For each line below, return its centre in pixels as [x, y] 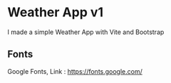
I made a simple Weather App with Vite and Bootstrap [86, 32]
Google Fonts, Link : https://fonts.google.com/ [75, 71]
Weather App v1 [56, 12]
